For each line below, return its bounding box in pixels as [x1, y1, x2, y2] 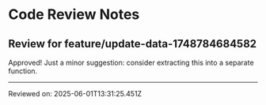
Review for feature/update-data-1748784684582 [8, 37, 257, 51]
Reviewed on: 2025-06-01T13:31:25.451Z [8, 89, 142, 98]
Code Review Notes [8, 6, 140, 24]
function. [8, 66, 38, 76]
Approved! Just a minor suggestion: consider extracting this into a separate [8, 58, 255, 67]
